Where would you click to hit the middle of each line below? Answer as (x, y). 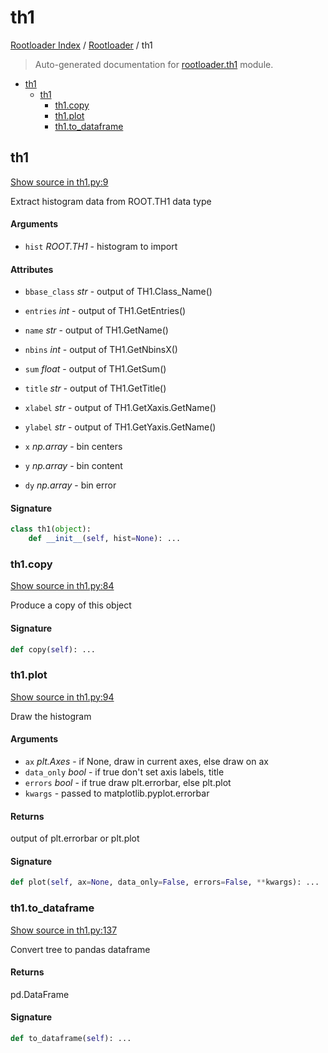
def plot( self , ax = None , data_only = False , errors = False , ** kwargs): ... (165, 882)
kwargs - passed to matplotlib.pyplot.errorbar (117, 793)
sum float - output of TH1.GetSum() (95, 369)
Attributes (32, 269)
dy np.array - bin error (70, 485)
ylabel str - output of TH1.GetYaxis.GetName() (120, 427)
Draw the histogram (51, 716)
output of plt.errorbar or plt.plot (75, 838)
